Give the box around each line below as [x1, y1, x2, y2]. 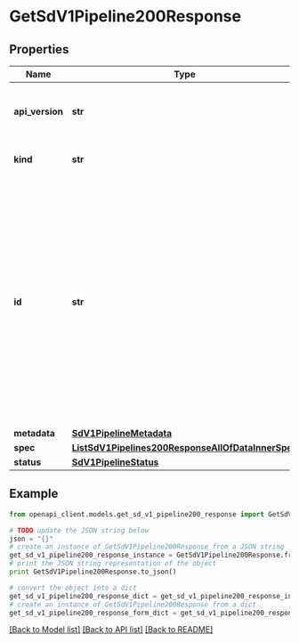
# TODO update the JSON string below [9, 525, 149, 535]
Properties [9, 42, 69, 57]
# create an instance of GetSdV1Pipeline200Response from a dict [9, 599, 256, 609]
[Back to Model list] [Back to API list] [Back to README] [9, 624, 214, 635]
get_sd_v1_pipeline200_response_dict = [9, 591, 158, 600]
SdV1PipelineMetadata [71, 427, 173, 439]
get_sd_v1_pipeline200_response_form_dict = [9, 608, 177, 617]
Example [9, 486, 59, 501]
